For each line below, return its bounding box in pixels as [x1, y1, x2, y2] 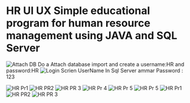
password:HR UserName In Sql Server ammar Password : [6, 67, 184, 74]
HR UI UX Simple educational [6, 4, 150, 18]
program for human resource [6, 16, 150, 30]
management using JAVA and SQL [6, 29, 178, 42]
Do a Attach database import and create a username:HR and [37, 60, 185, 68]
